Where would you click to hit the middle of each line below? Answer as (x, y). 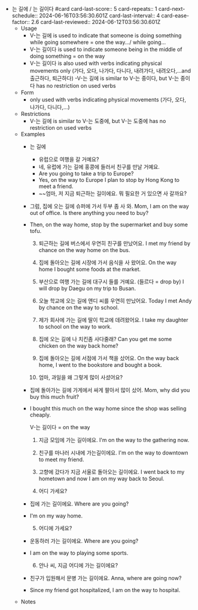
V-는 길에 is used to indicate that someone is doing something (106, 35)
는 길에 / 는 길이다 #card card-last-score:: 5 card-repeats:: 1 (84, 9)
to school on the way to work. (75, 327)
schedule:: (25, 16)
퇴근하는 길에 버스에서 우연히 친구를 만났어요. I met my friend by (115, 243)
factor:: (21, 22)
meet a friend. (56, 186)
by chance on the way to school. (79, 307)
